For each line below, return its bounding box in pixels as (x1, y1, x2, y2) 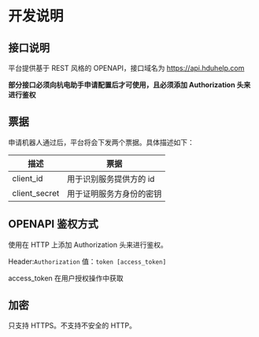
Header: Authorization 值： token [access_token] (8, 257, 167, 266)
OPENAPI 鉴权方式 (8, 217, 98, 231)
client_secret (12, 187, 60, 198)
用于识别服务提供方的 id (66, 173, 155, 184)
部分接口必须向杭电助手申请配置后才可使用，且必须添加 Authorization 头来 (8, 80, 251, 89)
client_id (12, 172, 43, 183)
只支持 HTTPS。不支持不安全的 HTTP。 (8, 320, 136, 331)
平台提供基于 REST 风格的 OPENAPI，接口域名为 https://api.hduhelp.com (8, 64, 245, 72)
